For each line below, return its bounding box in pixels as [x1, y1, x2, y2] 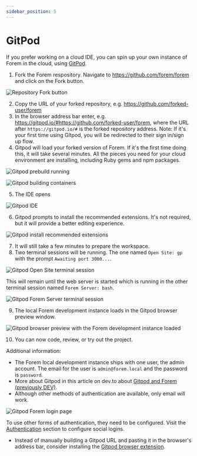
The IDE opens [14, 191, 51, 198]
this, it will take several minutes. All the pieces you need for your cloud [14, 150, 186, 157]
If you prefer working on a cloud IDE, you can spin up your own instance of [6, 54, 188, 61]
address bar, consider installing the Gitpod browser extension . [14, 442, 166, 450]
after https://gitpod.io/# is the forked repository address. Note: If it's [14, 125, 186, 132]
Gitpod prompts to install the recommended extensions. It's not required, [14, 213, 191, 221]
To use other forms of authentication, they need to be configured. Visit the [6, 419, 186, 426]
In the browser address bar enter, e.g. [14, 112, 106, 119]
